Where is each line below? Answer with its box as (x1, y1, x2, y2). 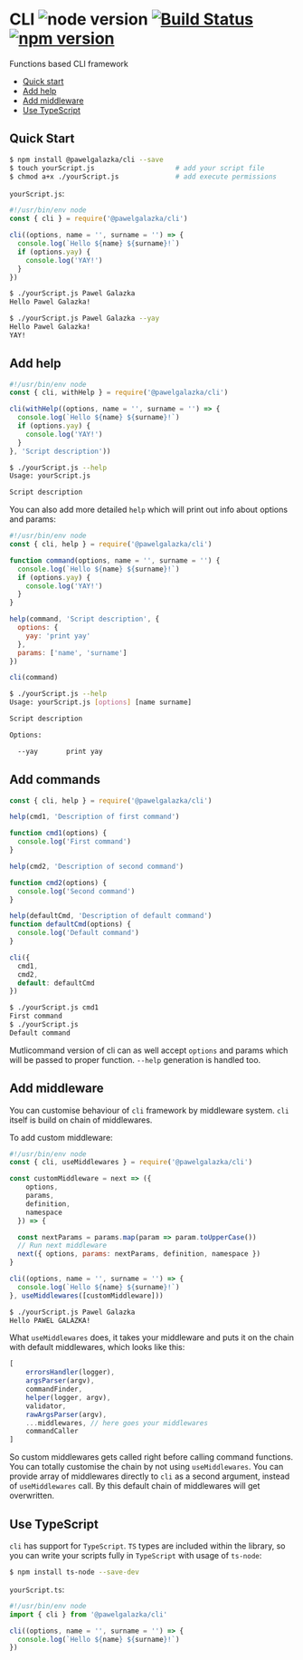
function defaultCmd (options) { (9, 920, 131, 929)
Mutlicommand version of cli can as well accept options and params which (9, 1045, 289, 1056)
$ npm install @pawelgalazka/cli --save (9, 155, 165, 164)
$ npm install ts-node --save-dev (9, 1568, 140, 1577)
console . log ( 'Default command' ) (17, 929, 140, 938)
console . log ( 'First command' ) (17, 837, 131, 846)
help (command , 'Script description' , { (9, 614, 160, 624)
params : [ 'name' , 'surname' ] (17, 648, 128, 657)
